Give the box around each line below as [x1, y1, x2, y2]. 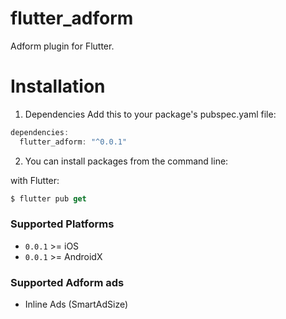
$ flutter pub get [10, 193, 87, 204]
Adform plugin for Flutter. [10, 40, 115, 52]
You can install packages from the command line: [24, 155, 229, 167]
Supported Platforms [10, 217, 115, 231]
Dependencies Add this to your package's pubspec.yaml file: [24, 108, 277, 120]
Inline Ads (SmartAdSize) [24, 298, 129, 311]
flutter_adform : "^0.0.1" [19, 137, 128, 147]
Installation [10, 75, 106, 98]
